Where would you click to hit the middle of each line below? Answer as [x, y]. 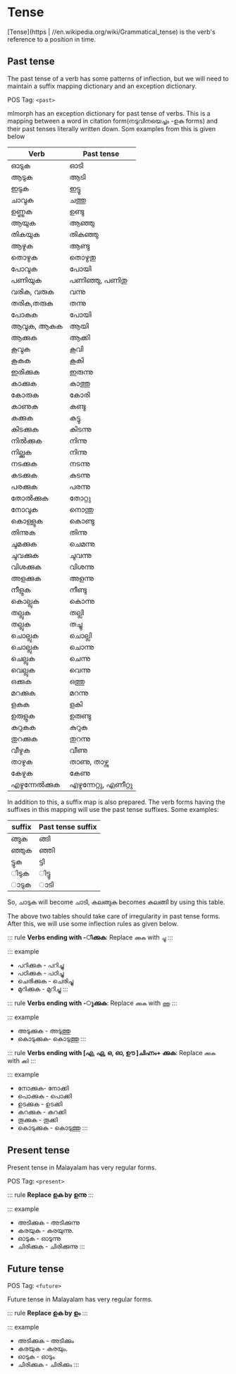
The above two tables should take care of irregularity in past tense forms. [114, 916]
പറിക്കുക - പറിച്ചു [41, 965]
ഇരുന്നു [81, 372]
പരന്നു [80, 486]
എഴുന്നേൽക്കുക [35, 784]
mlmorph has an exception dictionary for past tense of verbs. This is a [109, 113]
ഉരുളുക [23, 715]
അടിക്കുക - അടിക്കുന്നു [49, 1222]
